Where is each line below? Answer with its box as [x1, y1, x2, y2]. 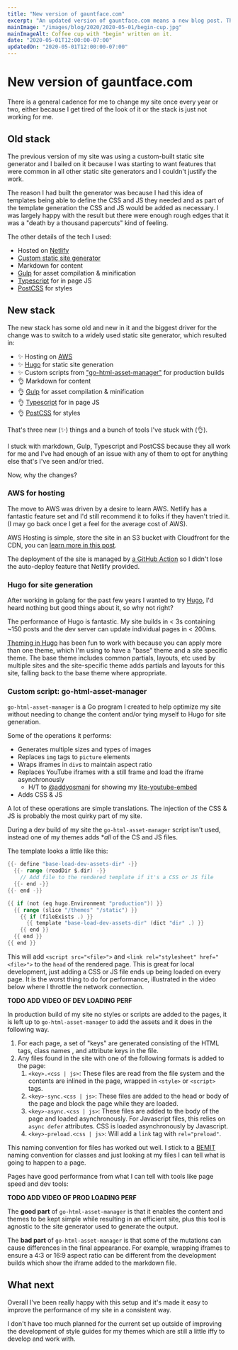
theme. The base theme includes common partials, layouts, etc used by [7, 654, 216, 663]
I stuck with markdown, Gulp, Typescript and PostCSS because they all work [7, 442, 231, 450]
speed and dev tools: [7, 1180, 69, 1188]
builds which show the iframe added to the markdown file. [7, 1258, 177, 1267]
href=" [199, 953, 220, 961]
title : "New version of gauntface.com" [7, 10, 125, 18]
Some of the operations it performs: [7, 731, 112, 740]
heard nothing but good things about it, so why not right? [7, 604, 174, 612]
